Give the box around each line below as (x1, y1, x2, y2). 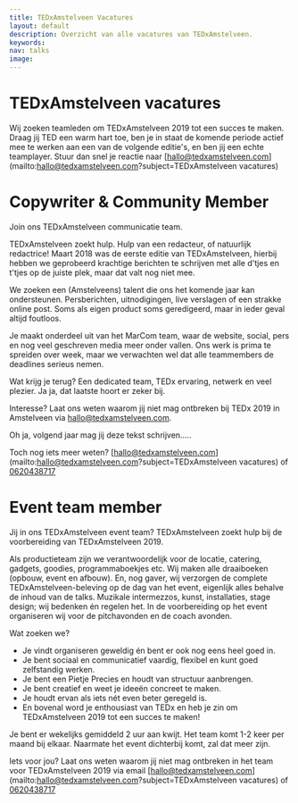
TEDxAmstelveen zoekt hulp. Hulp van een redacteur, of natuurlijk (9, 238, 252, 249)
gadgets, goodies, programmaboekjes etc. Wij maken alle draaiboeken (9, 563, 269, 573)
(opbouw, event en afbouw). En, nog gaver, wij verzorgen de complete (9, 573, 268, 583)
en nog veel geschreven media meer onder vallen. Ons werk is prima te (9, 339, 272, 350)
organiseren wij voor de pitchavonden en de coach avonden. (9, 610, 233, 621)
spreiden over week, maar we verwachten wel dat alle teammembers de (9, 349, 274, 360)
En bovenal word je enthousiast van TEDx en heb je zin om (21, 702, 238, 713)
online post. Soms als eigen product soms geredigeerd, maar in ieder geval (9, 303, 286, 314)
